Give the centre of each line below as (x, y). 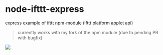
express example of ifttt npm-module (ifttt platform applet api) (69, 23)
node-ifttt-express (45, 9)
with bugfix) (30, 38)
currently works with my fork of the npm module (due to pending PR (88, 32)
